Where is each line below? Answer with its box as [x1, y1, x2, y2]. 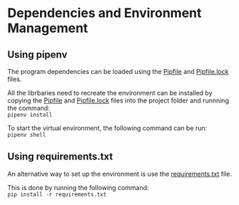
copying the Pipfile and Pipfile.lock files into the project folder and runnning [7, 96, 230, 105]
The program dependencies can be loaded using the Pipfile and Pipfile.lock [7, 68, 229, 75]
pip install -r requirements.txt [7, 191, 107, 198]
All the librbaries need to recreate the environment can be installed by [7, 89, 213, 97]
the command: [7, 104, 50, 112]
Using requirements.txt [7, 151, 113, 163]
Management [7, 20, 88, 36]
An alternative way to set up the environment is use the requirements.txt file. [7, 169, 232, 178]
